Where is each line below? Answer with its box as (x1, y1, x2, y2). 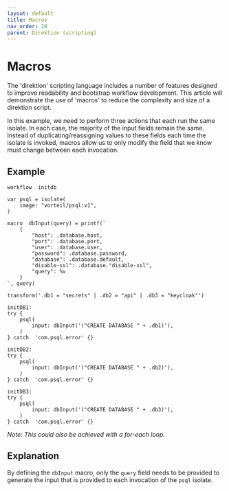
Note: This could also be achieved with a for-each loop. (7, 431, 165, 438)
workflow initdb (7, 184, 57, 191)
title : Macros (7, 16, 48, 23)
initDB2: (7, 346, 32, 353)
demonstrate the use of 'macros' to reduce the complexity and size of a (7, 96, 210, 104)
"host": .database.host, (32, 232, 103, 239)
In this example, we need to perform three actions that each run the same (7, 117, 215, 125)
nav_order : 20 (7, 23, 48, 30)
